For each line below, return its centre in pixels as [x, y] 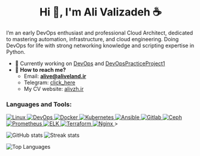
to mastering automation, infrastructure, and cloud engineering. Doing [93, 39]
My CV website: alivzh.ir [54, 88]
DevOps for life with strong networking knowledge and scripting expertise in [100, 45]
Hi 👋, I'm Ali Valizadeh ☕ [101, 12]
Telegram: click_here [50, 82]
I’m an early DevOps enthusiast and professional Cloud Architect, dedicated [100, 33]
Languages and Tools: [39, 104]
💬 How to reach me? [40, 69]
